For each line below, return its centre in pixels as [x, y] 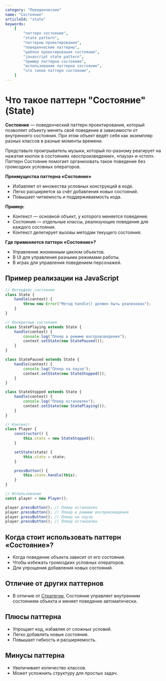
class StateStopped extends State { [43, 392]
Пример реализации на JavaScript [62, 278]
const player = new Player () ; [37, 498]
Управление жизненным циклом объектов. [59, 251]
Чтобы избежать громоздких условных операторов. [68, 563]
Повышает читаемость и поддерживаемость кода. [67, 197]
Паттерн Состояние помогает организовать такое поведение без [75, 161]
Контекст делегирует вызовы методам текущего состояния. [77, 232]
